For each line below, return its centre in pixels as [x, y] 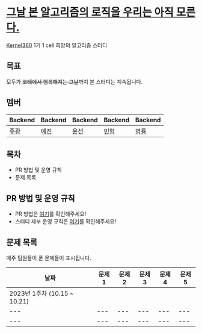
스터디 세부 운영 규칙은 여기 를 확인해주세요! [66, 222]
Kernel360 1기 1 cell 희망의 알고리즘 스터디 [57, 45]
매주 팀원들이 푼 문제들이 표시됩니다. [49, 258]
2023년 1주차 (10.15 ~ [41, 294]
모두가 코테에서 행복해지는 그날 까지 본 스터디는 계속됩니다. [75, 81]
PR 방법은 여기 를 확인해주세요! [50, 214]
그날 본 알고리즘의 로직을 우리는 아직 [90, 12]
